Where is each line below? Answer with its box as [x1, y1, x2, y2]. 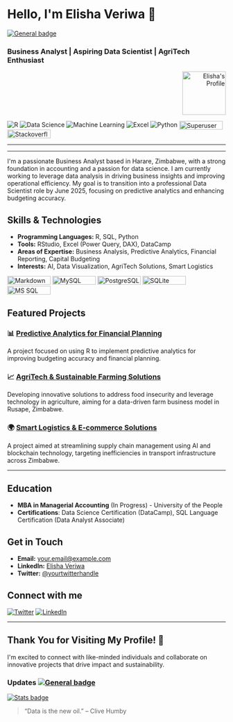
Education [7, 482, 53, 494]
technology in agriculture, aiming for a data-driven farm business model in [7, 397, 220, 406]
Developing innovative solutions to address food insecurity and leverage [7, 391, 214, 399]
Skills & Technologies [7, 214, 102, 226]
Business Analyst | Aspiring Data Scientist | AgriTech [7, 47, 190, 56]
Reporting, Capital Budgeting [17, 255, 101, 263]
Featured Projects [7, 307, 86, 319]
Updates [7, 678, 37, 687]
